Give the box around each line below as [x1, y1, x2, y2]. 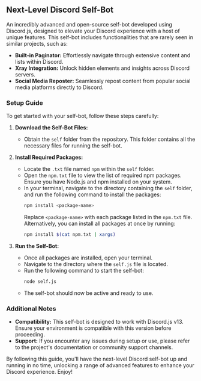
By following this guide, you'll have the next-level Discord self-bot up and [6, 355, 188, 363]
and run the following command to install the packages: [23, 191, 161, 198]
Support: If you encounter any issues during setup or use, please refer [14, 337, 190, 345]
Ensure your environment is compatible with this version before [14, 324, 172, 332]
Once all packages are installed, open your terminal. [23, 254, 153, 261]
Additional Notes [6, 304, 56, 312]
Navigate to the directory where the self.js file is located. [23, 260, 168, 267]
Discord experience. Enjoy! [6, 368, 73, 376]
